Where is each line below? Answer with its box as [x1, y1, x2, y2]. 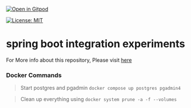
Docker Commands [6, 71, 62, 79]
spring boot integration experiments [6, 37, 185, 51]
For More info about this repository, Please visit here [6, 56, 133, 64]
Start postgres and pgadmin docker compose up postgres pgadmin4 [20, 85, 181, 92]
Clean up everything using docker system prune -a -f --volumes [20, 96, 177, 103]
